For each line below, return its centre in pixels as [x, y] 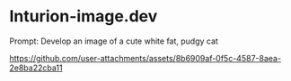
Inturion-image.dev [84, 16]
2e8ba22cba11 [36, 68]
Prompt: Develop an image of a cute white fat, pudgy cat [114, 41]
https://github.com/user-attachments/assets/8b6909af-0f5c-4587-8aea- [145, 58]
